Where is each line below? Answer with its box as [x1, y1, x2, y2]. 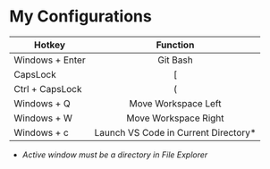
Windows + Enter [13, 54, 87, 66]
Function [156, 38, 195, 51]
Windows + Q [13, 97, 71, 109]
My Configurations [9, 6, 152, 27]
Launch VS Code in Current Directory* [94, 126, 257, 139]
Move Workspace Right [126, 112, 225, 124]
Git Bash [157, 54, 194, 66]
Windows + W [13, 112, 73, 124]
